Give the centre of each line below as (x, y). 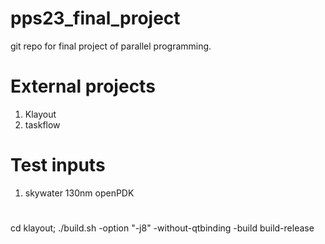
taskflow (42, 124)
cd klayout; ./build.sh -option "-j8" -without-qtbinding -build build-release (162, 228)
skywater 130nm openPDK (79, 193)
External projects (83, 86)
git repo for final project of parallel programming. (111, 46)
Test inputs (58, 165)
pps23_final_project (95, 18)
